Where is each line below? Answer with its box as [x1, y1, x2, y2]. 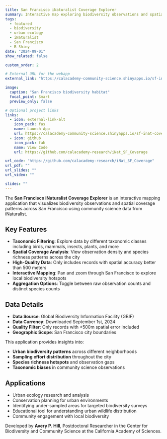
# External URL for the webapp [5, 72, 70, 77]
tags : [5, 16, 16, 21]
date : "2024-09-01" [5, 49, 46, 54]
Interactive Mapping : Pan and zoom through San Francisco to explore [12, 270, 157, 276]
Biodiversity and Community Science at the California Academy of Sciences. [5, 428, 162, 434]
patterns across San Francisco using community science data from [5, 205, 143, 211]
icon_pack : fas [14, 122, 46, 127]
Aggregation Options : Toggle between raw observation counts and [12, 280, 151, 286]
